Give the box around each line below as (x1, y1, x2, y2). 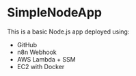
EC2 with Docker (16, 62, 65, 71)
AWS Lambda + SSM (16, 55, 77, 63)
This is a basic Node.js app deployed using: (7, 27, 130, 36)
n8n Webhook (16, 48, 57, 56)
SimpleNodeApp (7, 5, 103, 21)
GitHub (16, 40, 38, 49)
